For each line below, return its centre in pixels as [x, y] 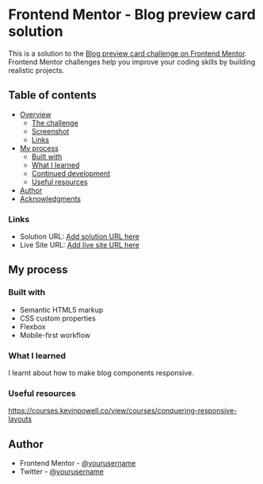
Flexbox [32, 326]
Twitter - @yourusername [62, 472]
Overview [35, 114]
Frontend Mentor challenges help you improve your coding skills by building [132, 62]
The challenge [55, 123]
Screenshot [50, 131]
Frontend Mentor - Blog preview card [132, 15]
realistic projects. [36, 70]
